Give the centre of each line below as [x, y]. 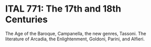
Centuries [27, 19]
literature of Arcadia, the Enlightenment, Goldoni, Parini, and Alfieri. [75, 39]
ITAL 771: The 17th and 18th [63, 9]
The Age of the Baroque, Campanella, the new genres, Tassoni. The [76, 33]
